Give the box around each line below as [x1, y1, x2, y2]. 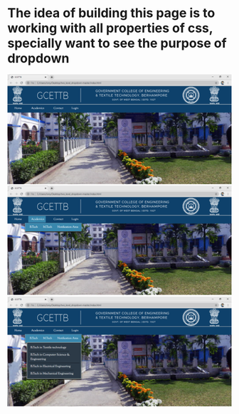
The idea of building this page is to [7, 5, 216, 21]
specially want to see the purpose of [7, 36, 227, 51]
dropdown [7, 51, 70, 67]
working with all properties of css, [7, 20, 213, 36]
